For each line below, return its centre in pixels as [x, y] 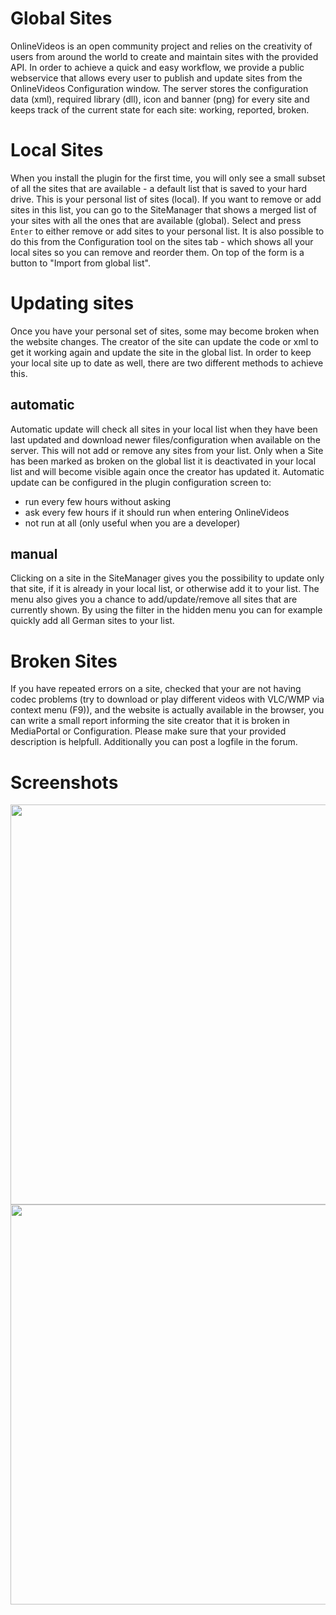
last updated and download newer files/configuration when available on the [165, 439]
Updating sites [72, 303]
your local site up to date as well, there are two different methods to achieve [167, 363]
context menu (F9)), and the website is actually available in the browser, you [167, 710]
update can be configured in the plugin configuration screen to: [141, 482]
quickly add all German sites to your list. [92, 621]
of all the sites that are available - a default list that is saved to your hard [159, 188]
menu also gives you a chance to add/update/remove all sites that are [154, 599]
